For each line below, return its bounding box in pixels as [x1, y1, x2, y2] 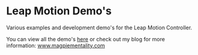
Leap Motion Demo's [6, 4, 112, 18]
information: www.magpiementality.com [6, 42, 105, 49]
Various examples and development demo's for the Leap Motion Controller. [6, 24, 193, 31]
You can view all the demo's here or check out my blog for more [6, 35, 166, 42]
